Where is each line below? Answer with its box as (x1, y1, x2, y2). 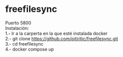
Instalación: (5, 25, 29, 31)
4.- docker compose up (5, 46, 54, 52)
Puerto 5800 (5, 20, 32, 26)
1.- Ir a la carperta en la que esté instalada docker (5, 30, 108, 36)
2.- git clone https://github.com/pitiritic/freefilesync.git (5, 36, 118, 42)
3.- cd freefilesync (5, 41, 44, 47)
